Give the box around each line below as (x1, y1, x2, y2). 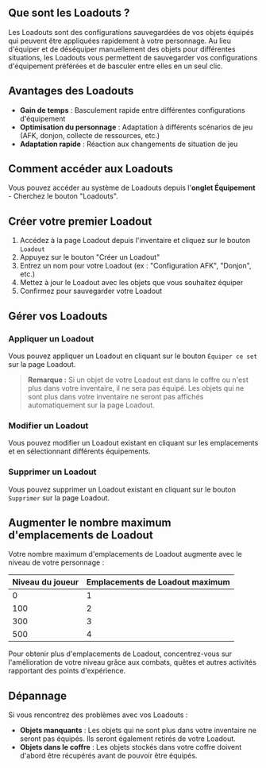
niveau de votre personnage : (8, 558, 105, 567)
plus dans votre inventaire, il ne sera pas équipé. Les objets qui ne (27, 383, 245, 392)
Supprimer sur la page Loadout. (8, 492, 110, 503)
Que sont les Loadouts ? (8, 6, 130, 20)
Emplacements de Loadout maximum (86, 577, 230, 588)
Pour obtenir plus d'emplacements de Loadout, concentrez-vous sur (8, 649, 233, 658)
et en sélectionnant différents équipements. (8, 446, 151, 456)
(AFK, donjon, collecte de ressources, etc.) (19, 130, 160, 140)
